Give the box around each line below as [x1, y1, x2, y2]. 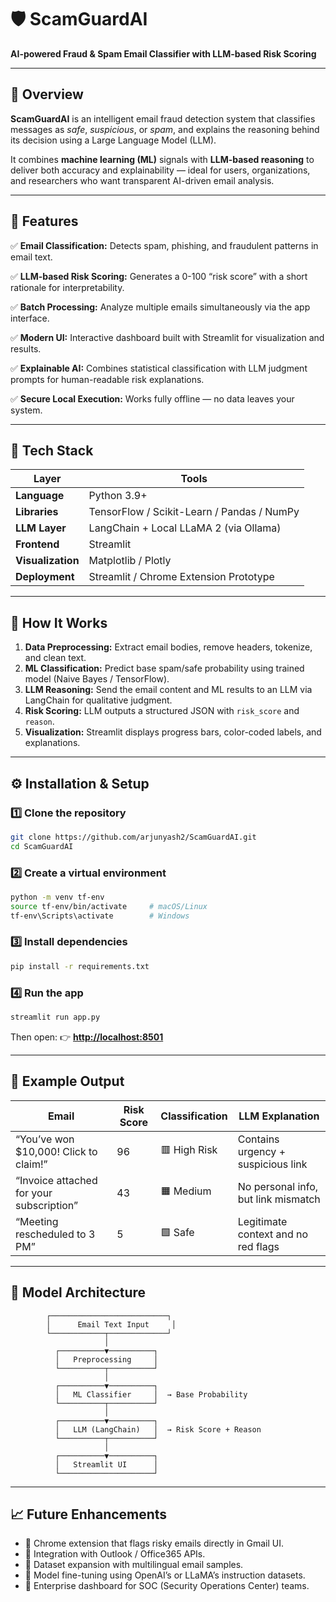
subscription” [15, 1198, 79, 1212]
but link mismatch [237, 1192, 321, 1206]
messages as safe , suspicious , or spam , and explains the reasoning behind [10, 123, 320, 135]
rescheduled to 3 [15, 1227, 96, 1241]
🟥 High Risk [160, 1143, 218, 1157]
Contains [237, 1132, 280, 1146]
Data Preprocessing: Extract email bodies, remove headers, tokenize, [24, 641, 313, 653]
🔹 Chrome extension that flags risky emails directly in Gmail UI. [24, 1537, 285, 1550]
